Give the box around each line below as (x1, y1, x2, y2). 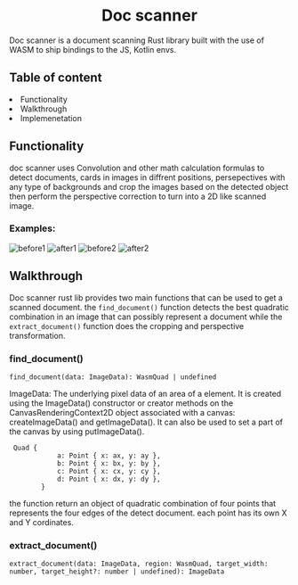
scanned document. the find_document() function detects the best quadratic (9, 301, 289, 312)
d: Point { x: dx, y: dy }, (56, 474, 162, 483)
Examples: (9, 222, 56, 235)
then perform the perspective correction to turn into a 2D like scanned (9, 191, 267, 202)
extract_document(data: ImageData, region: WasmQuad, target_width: (9, 559, 269, 569)
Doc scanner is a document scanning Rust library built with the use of (9, 35, 265, 45)
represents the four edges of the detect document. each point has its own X (9, 507, 287, 518)
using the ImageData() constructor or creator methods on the (9, 398, 234, 408)
